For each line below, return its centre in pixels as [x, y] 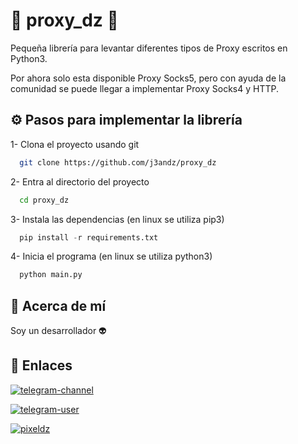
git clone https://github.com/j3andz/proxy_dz [118, 162]
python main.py [51, 275]
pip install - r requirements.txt [89, 237]
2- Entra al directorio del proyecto [80, 181]
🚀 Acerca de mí [58, 305]
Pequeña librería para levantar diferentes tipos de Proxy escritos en [149, 48]
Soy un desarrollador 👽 [58, 331]
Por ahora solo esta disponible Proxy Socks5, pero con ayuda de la [148, 78]
